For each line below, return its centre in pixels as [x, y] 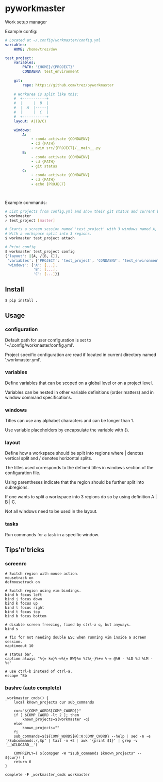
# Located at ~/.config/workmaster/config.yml [53, 40]
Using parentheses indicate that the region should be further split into [74, 482]
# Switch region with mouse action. [42, 574]
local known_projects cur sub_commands [54, 702]
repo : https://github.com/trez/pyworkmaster [68, 85]
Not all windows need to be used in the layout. [51, 511]
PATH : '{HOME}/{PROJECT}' [49, 67]
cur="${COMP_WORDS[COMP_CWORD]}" [48, 711]
